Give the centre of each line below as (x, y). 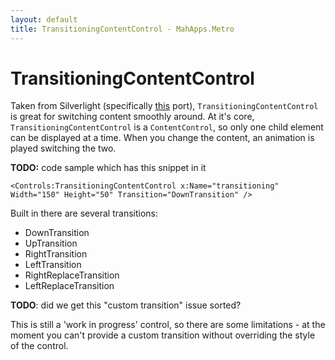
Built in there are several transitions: (84, 213)
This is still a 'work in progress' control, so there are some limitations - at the (168, 325)
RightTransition (56, 254)
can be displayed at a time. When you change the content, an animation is (162, 138)
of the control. (39, 346)
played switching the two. (63, 148)
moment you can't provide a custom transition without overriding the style (163, 335)
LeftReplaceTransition (69, 286)
